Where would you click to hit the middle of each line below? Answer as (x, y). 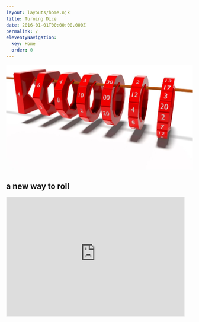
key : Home (23, 44)
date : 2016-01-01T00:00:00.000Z (46, 25)
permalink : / (22, 31)
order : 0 (22, 50)
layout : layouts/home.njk (38, 12)
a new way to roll (38, 186)
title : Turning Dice (32, 19)
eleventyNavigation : (32, 38)
